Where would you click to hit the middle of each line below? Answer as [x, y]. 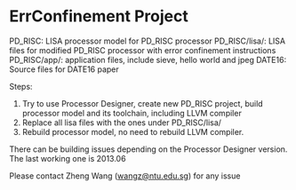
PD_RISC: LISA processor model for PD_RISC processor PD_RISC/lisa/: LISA [148, 41]
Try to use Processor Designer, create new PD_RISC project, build [143, 103]
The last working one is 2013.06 [68, 158]
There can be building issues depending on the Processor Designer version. [148, 149]
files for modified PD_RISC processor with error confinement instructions [143, 50]
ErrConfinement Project [99, 16]
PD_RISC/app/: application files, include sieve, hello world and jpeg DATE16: [148, 59]
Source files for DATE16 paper [64, 69]
